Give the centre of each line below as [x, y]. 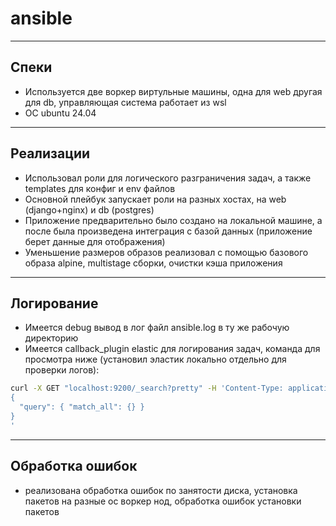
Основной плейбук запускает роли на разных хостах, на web [155, 199]
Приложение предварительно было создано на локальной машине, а [173, 220]
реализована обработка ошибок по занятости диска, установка [161, 490]
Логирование [54, 303]
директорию [51, 338]
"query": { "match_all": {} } [82, 407]
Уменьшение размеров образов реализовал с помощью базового [166, 252]
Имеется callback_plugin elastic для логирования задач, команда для [172, 349]
